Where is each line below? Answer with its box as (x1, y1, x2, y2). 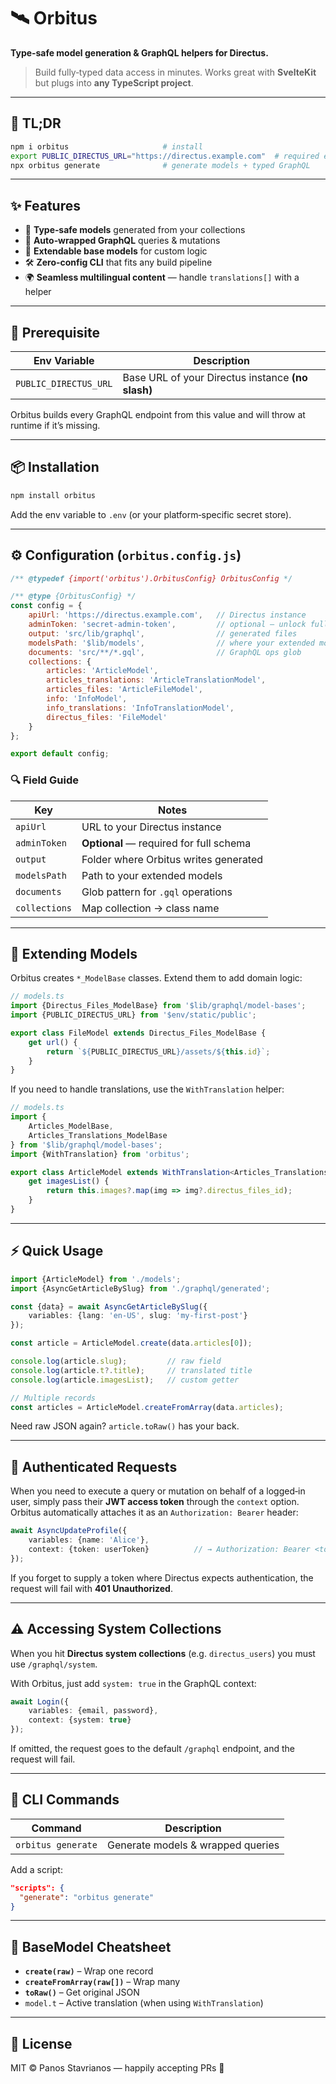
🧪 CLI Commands (10, 1791, 120, 1809)
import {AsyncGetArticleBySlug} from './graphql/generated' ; (10, 1283, 271, 1294)
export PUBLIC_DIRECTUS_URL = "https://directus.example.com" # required (10, 151, 320, 161)
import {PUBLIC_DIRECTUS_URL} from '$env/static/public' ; (10, 1010, 257, 1020)
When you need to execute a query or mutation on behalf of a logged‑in (10, 1485, 306, 1497)
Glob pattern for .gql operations (81, 885, 233, 899)
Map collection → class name (81, 901, 220, 915)
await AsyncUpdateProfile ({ (10, 1526, 128, 1536)
